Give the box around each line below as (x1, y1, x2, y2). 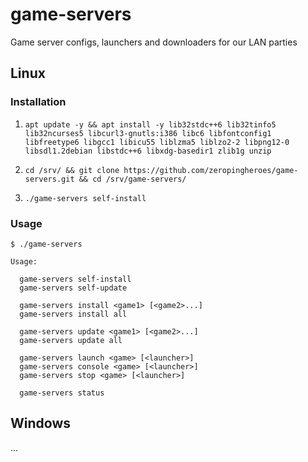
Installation (10, 95, 67, 109)
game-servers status (19, 388, 105, 398)
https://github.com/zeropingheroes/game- (123, 165, 299, 175)
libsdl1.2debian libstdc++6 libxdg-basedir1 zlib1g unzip (24, 146, 272, 156)
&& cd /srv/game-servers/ (78, 174, 187, 184)
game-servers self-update (19, 283, 128, 293)
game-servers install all (19, 309, 128, 319)
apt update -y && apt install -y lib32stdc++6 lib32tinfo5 (24, 119, 277, 130)
